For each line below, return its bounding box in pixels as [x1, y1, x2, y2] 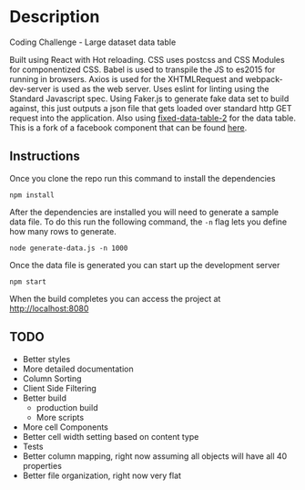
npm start [9, 276, 47, 287]
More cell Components [22, 422, 109, 433]
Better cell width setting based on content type [22, 431, 199, 442]
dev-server [9, 83, 52, 94]
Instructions [9, 149, 80, 164]
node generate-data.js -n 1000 [9, 244, 128, 253]
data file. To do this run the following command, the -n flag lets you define [9, 216, 288, 227]
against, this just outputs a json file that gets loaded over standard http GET [9, 102, 293, 113]
